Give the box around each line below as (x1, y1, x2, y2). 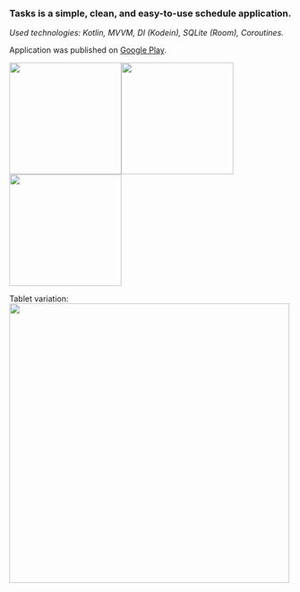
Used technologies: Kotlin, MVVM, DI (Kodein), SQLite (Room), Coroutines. (9, 28, 284, 38)
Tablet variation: (9, 293, 69, 304)
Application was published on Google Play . (9, 45, 167, 55)
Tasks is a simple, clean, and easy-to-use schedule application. (9, 7, 292, 20)
